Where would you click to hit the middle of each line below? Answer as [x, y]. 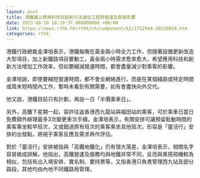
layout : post [22, 12]
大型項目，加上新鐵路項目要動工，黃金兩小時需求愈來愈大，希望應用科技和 [97, 59]
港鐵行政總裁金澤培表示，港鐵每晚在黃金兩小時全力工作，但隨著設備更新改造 [100, 52]
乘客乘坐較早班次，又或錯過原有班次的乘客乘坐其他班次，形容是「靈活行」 [97, 127]
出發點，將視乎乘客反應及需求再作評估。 [66, 134]
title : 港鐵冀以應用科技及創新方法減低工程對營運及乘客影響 [71, 17]
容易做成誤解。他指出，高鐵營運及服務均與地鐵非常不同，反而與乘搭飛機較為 [100, 154]
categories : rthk [28, 34]
